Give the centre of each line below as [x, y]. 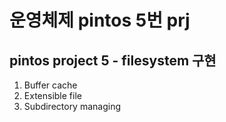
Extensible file [52, 95]
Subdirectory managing [72, 106]
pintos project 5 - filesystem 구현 [113, 60]
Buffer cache [50, 85]
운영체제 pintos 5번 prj [100, 20]
